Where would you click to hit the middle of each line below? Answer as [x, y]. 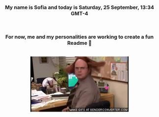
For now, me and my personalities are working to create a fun [79, 37]
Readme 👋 [79, 43]
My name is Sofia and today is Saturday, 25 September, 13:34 [79, 7]
